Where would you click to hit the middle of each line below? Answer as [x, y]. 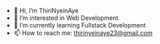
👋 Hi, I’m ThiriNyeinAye [46, 11]
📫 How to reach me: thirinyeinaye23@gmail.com [83, 33]
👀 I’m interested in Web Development [66, 18]
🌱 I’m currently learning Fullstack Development [80, 25]
